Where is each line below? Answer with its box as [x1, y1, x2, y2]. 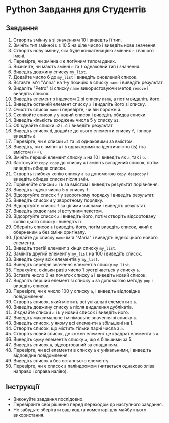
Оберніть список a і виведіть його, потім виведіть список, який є [13, 224, 153, 230]
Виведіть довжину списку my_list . [13, 69, 87, 75]
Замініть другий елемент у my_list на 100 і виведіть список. [13, 250, 142, 257]
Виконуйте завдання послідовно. [13, 396, 84, 402]
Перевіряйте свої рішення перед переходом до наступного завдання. [13, 401, 163, 407]
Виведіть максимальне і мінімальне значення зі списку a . [13, 315, 137, 320]
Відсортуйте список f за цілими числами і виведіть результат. [13, 203, 147, 208]
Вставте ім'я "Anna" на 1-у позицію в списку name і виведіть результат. [13, 79, 164, 86]
